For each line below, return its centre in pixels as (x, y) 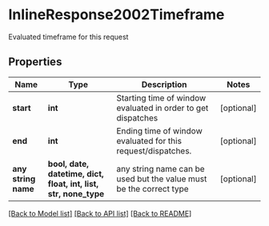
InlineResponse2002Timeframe (116, 15)
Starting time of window (161, 97)
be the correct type (153, 188)
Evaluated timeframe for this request (68, 37)
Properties (35, 62)
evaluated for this (149, 141)
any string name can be (161, 169)
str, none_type (76, 193)
